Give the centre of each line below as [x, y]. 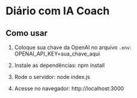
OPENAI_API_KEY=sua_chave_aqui [57, 54]
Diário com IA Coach [58, 11]
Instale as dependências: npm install [59, 65]
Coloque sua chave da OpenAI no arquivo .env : [73, 47]
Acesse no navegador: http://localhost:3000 [69, 88]
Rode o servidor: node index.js [52, 77]
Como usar [27, 33]
